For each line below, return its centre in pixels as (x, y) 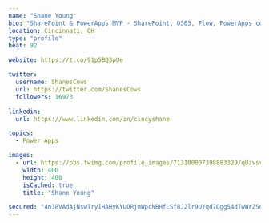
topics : (21, 133)
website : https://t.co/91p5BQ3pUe (66, 60)
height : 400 (42, 177)
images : (21, 156)
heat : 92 (23, 46)
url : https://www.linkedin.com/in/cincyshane (93, 119)
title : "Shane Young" (58, 193)
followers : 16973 (44, 97)
